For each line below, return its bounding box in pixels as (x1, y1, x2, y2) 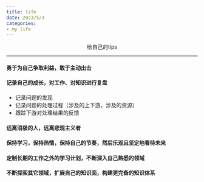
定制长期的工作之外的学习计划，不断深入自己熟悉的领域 (6, 154, 144, 161)
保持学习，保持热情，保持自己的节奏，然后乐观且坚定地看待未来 (6, 139, 166, 147)
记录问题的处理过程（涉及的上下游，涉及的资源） (15, 102, 138, 109)
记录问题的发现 (15, 94, 53, 101)
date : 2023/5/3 (6, 15, 45, 21)
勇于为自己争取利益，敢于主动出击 (6, 64, 92, 71)
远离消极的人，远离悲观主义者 (6, 124, 81, 131)
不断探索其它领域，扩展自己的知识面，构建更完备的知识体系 (6, 169, 155, 177)
